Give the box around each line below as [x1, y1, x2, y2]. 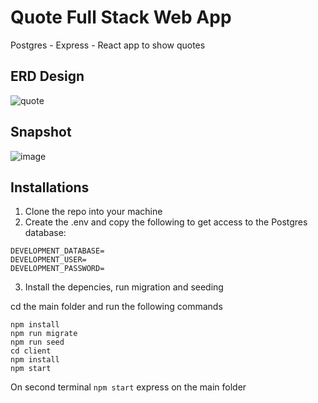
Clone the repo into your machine [24, 206, 163, 218]
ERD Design [10, 68, 85, 85]
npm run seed [10, 337, 65, 348]
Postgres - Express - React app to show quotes [10, 39, 206, 51]
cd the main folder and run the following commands [10, 301, 223, 313]
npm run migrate [10, 329, 78, 339]
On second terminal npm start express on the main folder [10, 381, 247, 393]
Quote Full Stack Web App [10, 6, 232, 29]
